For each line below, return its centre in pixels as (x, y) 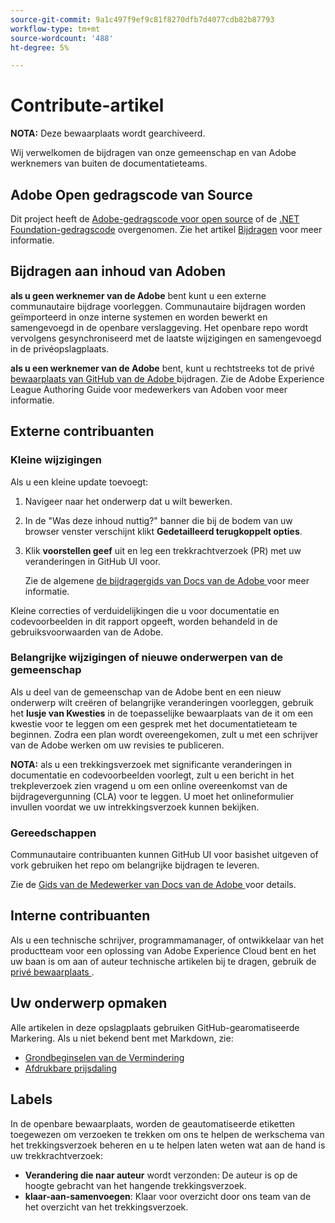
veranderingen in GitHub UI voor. (92, 561)
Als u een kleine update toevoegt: (79, 482)
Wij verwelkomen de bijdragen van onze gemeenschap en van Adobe (153, 153)
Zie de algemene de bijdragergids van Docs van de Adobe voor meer (167, 580)
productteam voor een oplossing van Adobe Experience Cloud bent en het (163, 950)
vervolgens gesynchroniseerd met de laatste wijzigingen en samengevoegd (166, 338)
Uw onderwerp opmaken (89, 1003)
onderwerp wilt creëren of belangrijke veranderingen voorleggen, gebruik (162, 702)
